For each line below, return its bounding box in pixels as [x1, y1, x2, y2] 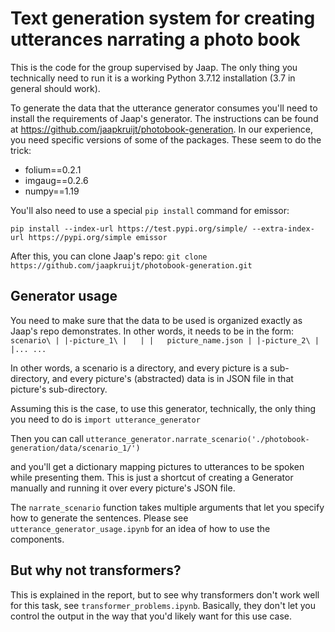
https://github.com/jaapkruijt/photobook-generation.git [10, 260, 253, 271]
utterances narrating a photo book [10, 28, 301, 51]
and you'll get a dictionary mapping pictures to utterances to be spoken [10, 460, 305, 472]
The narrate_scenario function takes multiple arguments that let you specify [10, 501, 325, 513]
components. [10, 533, 65, 545]
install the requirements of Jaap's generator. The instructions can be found [10, 112, 319, 124]
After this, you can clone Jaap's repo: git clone [10, 250, 208, 262]
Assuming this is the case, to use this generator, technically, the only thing [10, 402, 317, 414]
